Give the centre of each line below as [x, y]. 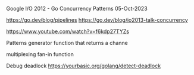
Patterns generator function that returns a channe [67, 43]
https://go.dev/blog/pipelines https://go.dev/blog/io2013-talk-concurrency [97, 20]
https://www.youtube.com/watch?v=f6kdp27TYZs [68, 31]
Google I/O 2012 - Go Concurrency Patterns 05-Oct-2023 [77, 9]
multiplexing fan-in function [40, 54]
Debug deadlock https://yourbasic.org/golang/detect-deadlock [84, 66]
